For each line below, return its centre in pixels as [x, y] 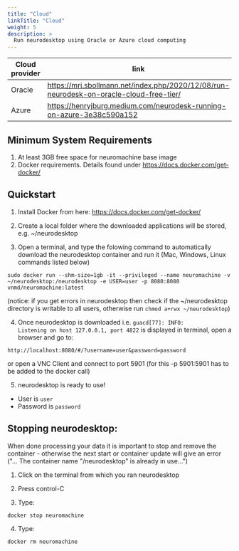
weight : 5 [22, 27]
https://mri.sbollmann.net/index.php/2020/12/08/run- [138, 85]
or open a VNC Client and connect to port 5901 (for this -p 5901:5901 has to [118, 363]
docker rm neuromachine [43, 542]
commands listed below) [54, 262]
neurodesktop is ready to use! [62, 384]
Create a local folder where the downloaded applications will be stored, [122, 226]
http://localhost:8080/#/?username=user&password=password [97, 350]
